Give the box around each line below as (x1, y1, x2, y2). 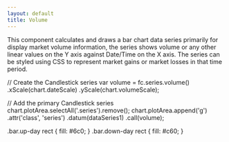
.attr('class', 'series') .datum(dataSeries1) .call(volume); (7, 113, 165, 121)
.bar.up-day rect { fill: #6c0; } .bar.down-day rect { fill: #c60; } (7, 127, 184, 135)
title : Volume (7, 17, 48, 23)
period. (7, 65, 28, 73)
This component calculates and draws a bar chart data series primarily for (7, 35, 219, 43)
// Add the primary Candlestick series (7, 99, 114, 107)
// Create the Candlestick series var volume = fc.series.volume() (7, 78, 190, 86)
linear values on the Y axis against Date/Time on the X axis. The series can (7, 50, 220, 59)
